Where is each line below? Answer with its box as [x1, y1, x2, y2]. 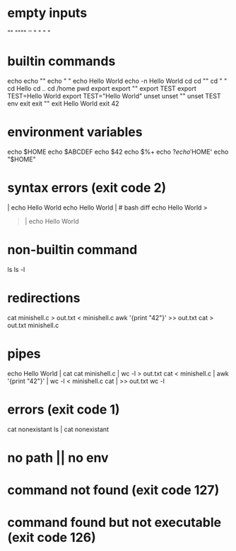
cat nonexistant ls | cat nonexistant [7, 425, 110, 433]
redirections [7, 290, 81, 306]
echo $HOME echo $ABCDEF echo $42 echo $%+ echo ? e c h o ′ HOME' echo [7, 147, 229, 156]
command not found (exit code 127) [7, 482, 220, 498]
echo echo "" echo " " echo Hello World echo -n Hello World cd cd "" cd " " [7, 76, 228, 85]
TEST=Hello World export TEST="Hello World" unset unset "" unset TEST [7, 91, 221, 100]
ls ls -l [7, 265, 25, 273]
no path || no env [7, 450, 109, 465]
